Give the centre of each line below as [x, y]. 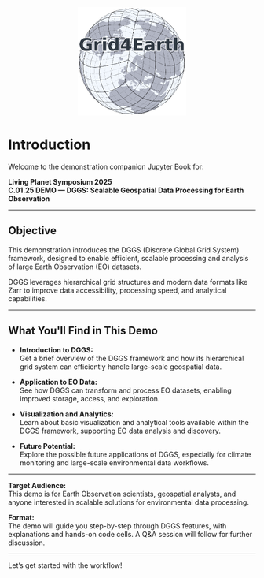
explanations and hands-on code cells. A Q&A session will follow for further [130, 534]
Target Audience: [37, 485]
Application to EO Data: [59, 382]
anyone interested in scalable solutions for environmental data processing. [129, 502]
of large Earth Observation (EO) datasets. [75, 267]
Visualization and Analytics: [66, 414]
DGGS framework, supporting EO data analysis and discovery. [120, 431]
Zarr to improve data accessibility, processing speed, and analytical [117, 290]
